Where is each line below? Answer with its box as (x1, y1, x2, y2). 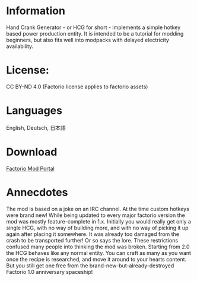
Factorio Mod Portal (6, 165, 55, 172)
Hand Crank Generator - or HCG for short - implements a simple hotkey (6, 24, 181, 31)
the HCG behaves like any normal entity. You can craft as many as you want (6, 249, 192, 256)
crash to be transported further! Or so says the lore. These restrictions (6, 237, 179, 244)
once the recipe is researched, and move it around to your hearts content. (6, 256, 187, 263)
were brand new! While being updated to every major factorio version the (6, 212, 185, 219)
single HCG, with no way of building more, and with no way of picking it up (6, 224, 189, 231)
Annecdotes (6, 186, 68, 199)
